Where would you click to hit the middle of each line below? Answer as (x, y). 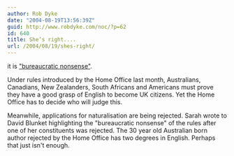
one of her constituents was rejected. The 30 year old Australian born (108, 130)
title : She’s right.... (42, 40)
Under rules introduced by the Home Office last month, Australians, (104, 80)
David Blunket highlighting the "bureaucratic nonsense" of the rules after (112, 123)
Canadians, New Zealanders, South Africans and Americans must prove (111, 87)
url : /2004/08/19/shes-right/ (51, 46)
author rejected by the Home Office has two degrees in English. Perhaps (111, 138)
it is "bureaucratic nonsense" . (50, 66)
